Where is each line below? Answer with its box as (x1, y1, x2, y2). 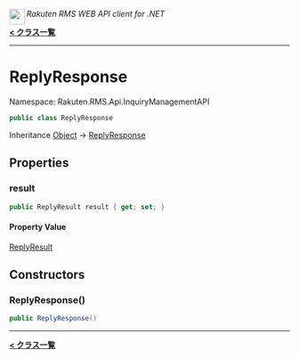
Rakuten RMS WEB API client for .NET (26, 9, 166, 19)
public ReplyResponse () (9, 314, 98, 323)
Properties (9, 156, 69, 171)
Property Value (9, 221, 67, 232)
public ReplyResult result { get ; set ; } (9, 202, 166, 211)
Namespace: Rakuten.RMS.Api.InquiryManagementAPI (9, 96, 210, 107)
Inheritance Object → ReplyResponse (9, 129, 146, 140)
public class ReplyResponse (9, 113, 114, 122)
